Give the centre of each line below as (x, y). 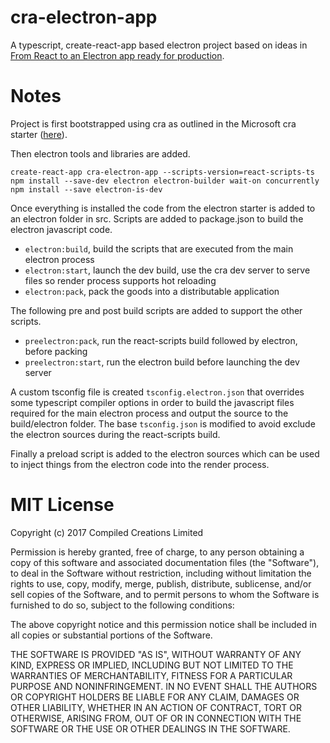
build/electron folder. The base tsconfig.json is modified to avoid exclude (163, 423)
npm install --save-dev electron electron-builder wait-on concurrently (165, 181)
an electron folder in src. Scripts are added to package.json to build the (157, 218)
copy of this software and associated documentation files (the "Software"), (165, 562)
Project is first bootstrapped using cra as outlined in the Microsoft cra (153, 123)
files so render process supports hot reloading (120, 280)
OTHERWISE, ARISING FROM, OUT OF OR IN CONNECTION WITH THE (156, 718)
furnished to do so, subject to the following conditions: (122, 605)
